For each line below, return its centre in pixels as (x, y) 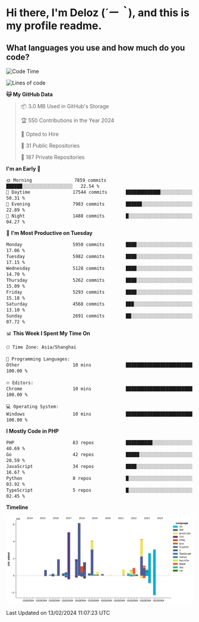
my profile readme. (54, 26)
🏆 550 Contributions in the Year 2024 (67, 120)
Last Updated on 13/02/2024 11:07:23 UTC (58, 612)
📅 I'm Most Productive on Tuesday (50, 233)
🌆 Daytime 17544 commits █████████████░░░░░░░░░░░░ (99, 192)
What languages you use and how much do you (96, 48)
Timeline (17, 507)
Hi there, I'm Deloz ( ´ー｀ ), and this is (98, 13)
